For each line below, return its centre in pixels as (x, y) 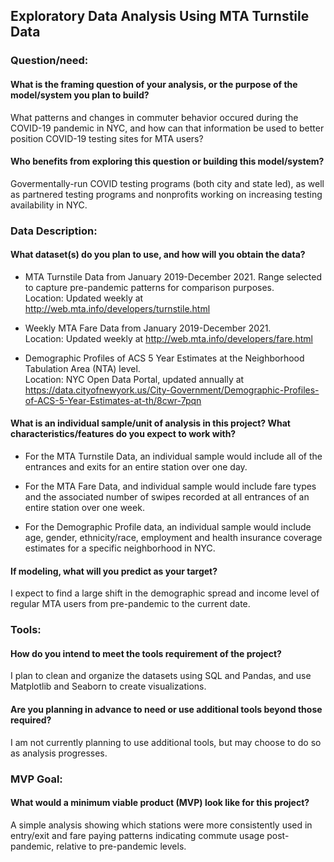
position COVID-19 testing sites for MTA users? (107, 138)
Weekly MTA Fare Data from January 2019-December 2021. (148, 328)
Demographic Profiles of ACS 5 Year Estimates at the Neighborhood (164, 358)
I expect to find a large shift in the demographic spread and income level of (165, 593)
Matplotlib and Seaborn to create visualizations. (108, 686)
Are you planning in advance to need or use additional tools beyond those (166, 709)
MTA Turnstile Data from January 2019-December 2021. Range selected (173, 276)
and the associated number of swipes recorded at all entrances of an (167, 497)
